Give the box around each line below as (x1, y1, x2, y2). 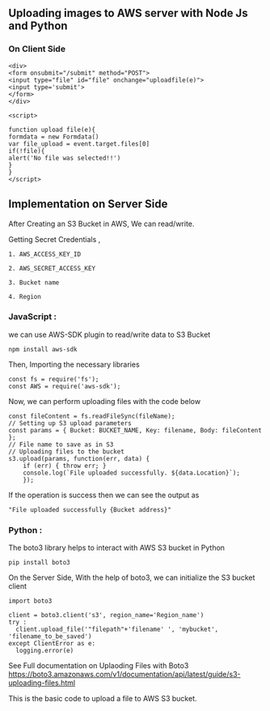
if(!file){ (8, 147, 45, 155)
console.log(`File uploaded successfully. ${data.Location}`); (23, 469, 241, 477)
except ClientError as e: (8, 640, 95, 648)
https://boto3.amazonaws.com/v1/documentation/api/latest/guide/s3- (8, 670, 241, 679)
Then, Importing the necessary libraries (8, 360, 140, 369)
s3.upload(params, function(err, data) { (8, 454, 150, 462)
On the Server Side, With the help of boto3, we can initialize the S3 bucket (8, 573, 255, 582)
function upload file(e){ (8, 126, 95, 134)
